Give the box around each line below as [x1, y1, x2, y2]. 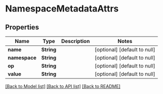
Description [61, 38, 90, 44]
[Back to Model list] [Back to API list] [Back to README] [5, 83, 121, 89]
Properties [5, 23, 39, 31]
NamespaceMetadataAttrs [5, 3, 119, 14]
